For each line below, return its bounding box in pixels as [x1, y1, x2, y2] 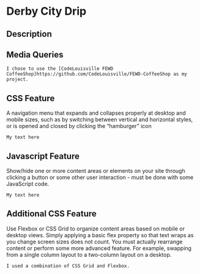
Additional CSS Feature [6, 208, 97, 219]
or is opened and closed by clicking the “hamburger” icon [6, 123, 152, 130]
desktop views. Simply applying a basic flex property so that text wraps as [6, 231, 194, 238]
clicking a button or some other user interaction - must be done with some [6, 173, 194, 181]
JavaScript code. [6, 180, 50, 188]
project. [6, 77, 29, 83]
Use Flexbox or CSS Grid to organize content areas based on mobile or [6, 225, 185, 232]
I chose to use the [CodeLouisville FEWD [6, 66, 114, 72]
